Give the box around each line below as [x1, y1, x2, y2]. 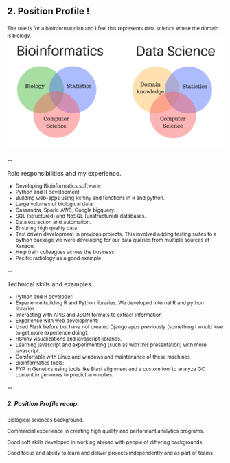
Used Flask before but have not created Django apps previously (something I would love [15, 324, 224, 330]
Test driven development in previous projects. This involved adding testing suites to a [15, 231, 217, 238]
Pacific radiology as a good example [15, 255, 102, 262]
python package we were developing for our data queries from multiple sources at [15, 237, 209, 244]
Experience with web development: [15, 317, 99, 325]
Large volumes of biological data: [15, 201, 95, 208]
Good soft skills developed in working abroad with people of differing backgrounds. [7, 439, 204, 446]
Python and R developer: [15, 293, 74, 301]
